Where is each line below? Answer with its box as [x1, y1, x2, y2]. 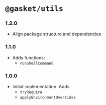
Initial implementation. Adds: [12, 84, 71, 90]
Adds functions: [12, 54, 45, 60]
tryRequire [19, 90, 43, 95]
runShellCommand [19, 61, 54, 66]
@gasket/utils [5, 4, 64, 13]
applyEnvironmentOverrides [19, 95, 76, 100]
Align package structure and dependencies [12, 31, 101, 37]
